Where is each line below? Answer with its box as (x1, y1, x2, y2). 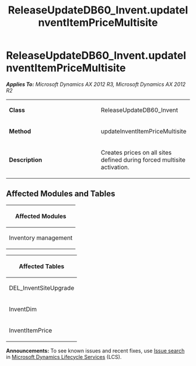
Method (9, 127, 32, 135)
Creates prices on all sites (101, 148, 172, 156)
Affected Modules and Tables (6, 189, 116, 199)
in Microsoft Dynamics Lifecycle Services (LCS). (6, 353, 122, 360)
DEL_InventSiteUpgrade (9, 283, 75, 292)
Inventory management (9, 234, 73, 242)
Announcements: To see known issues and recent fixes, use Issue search (6, 347, 185, 354)
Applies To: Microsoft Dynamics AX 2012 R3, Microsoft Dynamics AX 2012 (6, 80, 186, 88)
